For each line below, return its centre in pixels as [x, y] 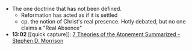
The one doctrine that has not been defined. [67, 9]
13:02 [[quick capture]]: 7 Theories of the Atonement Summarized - [96, 34]
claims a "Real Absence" [51, 28]
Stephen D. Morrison [38, 41]
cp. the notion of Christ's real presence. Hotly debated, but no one [103, 21]
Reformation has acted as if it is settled [69, 15]
